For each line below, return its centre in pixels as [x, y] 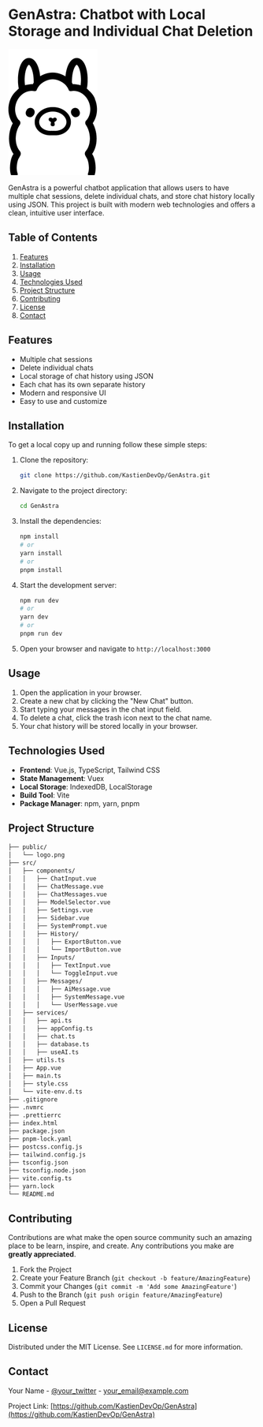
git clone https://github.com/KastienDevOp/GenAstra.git [115, 476]
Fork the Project [46, 1270]
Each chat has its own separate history [82, 384]
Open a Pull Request [53, 1303]
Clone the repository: [54, 460]
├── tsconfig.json [38, 1163]
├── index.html [33, 1123]
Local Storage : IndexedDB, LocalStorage [86, 786]
